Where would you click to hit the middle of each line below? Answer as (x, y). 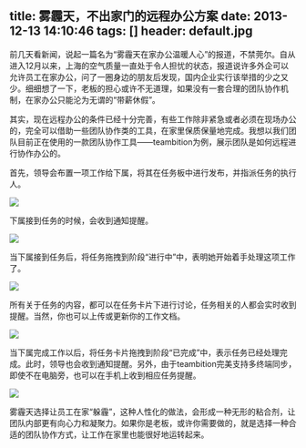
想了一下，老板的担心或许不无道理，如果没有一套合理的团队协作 (160, 88)
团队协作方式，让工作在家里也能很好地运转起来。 (117, 434)
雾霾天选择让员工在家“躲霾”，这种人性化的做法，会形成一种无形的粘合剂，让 (153, 412)
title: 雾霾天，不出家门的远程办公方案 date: (130, 16)
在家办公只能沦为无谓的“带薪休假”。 (93, 99)
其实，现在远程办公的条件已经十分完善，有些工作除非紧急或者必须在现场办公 (153, 119)
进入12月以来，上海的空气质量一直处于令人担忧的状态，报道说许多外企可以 (149, 66)
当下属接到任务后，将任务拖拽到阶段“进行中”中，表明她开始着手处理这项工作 (153, 257)
